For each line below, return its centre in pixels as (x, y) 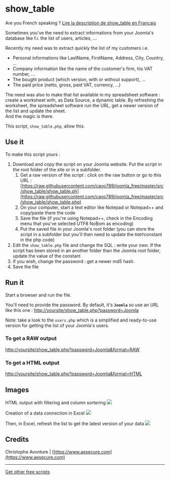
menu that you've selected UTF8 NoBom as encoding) (77, 223)
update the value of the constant (47, 256)
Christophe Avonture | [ (30, 452)
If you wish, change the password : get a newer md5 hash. (74, 261)
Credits (17, 440)
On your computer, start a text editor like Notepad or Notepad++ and (92, 207)
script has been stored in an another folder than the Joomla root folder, (87, 250)
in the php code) (37, 240)
